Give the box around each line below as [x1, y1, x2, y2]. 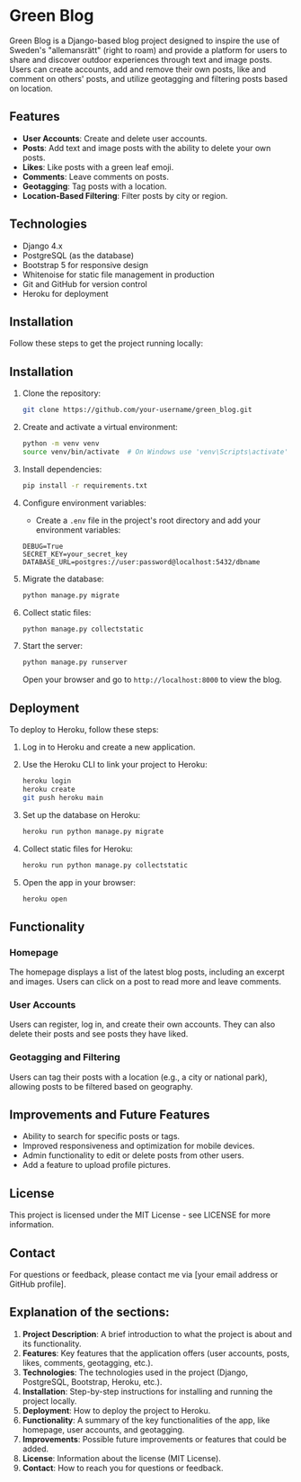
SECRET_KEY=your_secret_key [22, 550, 128, 559]
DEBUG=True [22, 542, 64, 551]
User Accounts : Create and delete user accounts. [22, 132, 208, 144]
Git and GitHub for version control [22, 278, 148, 289]
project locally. [22, 1396, 77, 1406]
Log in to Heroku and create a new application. [22, 741, 196, 752]
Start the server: [22, 641, 84, 651]
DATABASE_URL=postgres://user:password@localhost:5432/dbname [22, 557, 261, 567]
